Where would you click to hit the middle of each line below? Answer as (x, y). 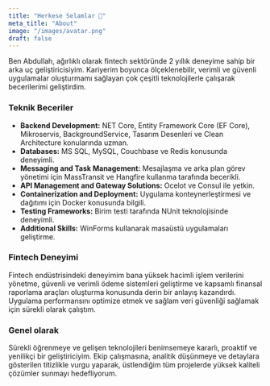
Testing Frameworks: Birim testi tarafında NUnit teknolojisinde (124, 211)
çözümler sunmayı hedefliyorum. (63, 374)
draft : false (30, 38)
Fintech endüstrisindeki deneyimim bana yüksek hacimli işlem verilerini (126, 275)
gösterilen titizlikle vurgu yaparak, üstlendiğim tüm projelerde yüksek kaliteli (134, 365)
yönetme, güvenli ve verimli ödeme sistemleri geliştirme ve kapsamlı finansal (135, 284)
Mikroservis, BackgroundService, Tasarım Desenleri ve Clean (122, 134)
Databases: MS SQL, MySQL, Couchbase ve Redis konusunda (124, 151)
